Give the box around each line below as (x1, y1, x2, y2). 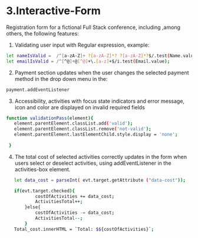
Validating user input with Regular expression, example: (14, 41, 150, 48)
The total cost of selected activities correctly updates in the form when (14, 153, 187, 160)
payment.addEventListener (6, 87, 70, 93)
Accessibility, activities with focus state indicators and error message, (14, 97, 184, 105)
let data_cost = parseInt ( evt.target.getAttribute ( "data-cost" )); (14, 177, 186, 183)
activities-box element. (14, 165, 71, 172)
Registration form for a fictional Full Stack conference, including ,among (6, 24, 181, 31)
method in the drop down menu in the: (14, 75, 108, 82)
